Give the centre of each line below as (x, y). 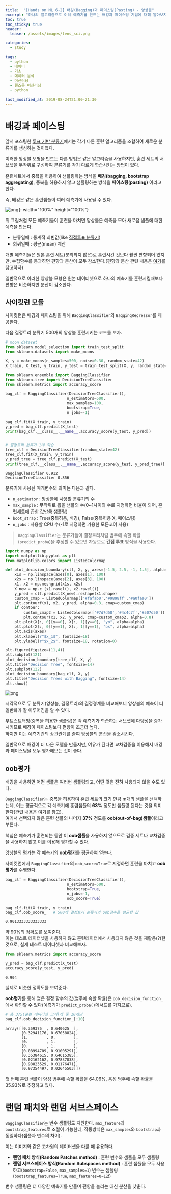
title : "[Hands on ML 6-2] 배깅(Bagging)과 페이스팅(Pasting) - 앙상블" (80, 10)
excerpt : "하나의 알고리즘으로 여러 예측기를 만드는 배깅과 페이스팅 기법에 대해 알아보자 (86, 15)
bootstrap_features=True (41, 1176)
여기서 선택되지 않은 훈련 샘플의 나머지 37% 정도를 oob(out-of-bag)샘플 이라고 (84, 818)
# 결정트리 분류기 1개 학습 (30, 445)
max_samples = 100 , (85, 403)
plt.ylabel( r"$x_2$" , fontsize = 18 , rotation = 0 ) (66, 641)
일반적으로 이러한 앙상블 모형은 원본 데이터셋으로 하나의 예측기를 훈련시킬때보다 (84, 278)
